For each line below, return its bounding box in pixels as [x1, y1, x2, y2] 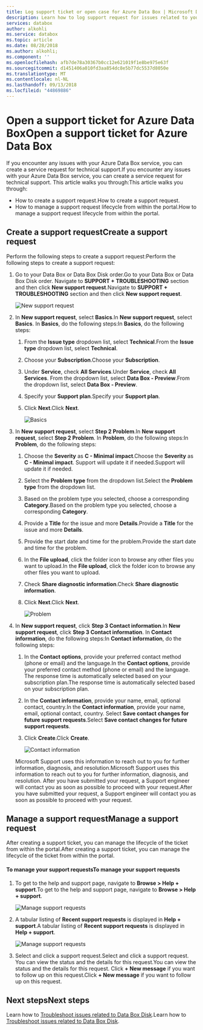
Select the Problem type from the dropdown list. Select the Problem [24, 477, 193, 484]
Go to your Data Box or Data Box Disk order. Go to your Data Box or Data [14, 270, 194, 278]
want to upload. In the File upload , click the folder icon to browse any [24, 562, 196, 569]
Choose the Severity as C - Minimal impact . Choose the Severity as [24, 452, 194, 460]
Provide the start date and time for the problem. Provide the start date [24, 538, 196, 545]
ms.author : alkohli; [6, 48, 59, 54]
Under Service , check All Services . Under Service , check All [24, 368, 176, 375]
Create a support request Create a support [6, 227, 168, 238]
